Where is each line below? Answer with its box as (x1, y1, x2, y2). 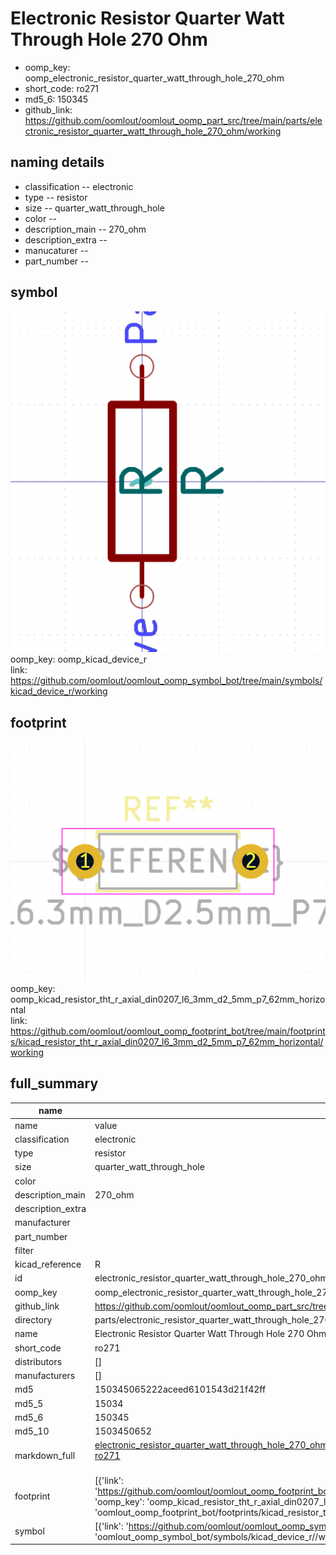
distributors (14, 1355, 63, 1367)
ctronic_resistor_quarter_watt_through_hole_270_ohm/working (24, 125, 282, 137)
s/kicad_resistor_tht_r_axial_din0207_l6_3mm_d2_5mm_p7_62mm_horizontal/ (10, 1036, 324, 1048)
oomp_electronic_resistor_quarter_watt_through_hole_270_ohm (24, 72, 285, 84)
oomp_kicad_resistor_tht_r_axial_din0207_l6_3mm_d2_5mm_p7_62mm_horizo (10, 993, 326, 1006)
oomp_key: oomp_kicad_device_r (10, 653, 148, 666)
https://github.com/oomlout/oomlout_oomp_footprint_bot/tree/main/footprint (10, 1025, 326, 1037)
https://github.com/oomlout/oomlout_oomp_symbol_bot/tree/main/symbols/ (10, 675, 323, 687)
